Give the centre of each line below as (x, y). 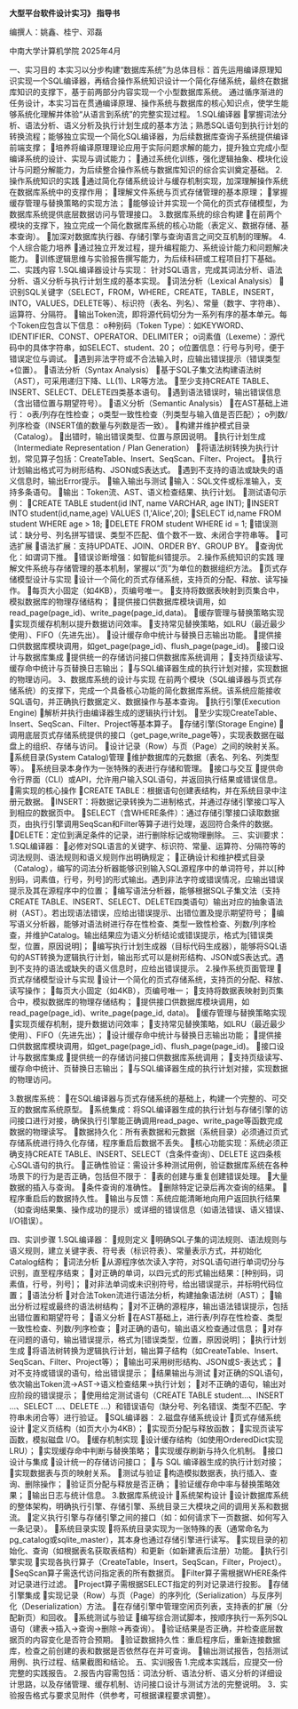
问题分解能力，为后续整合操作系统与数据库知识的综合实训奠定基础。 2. (153, 170)
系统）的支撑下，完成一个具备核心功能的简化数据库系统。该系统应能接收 (149, 690)
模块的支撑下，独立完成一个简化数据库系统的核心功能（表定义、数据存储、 (145, 225)
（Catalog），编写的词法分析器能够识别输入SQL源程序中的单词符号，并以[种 (147, 868)
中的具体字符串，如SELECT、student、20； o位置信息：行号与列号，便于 (151, 348)
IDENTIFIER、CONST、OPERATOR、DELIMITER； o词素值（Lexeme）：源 (143, 337)
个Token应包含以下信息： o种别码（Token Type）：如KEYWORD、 (129, 325)
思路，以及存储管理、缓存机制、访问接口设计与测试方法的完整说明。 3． (149, 1684)
